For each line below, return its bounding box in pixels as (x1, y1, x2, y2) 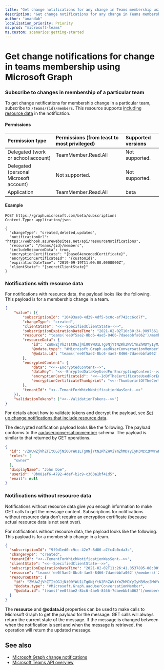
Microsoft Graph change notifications (12, 654, 87, 660)
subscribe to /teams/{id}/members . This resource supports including (5, 105, 142, 111)
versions (125, 140, 146, 147)
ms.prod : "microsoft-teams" (5, 25, 62, 30)
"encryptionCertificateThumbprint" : (31, 378, 106, 383)
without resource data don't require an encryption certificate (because (5, 514, 147, 520)
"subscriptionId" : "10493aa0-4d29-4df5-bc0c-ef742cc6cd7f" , (22, 314, 147, 320)
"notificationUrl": (9, 234, 49, 239)
